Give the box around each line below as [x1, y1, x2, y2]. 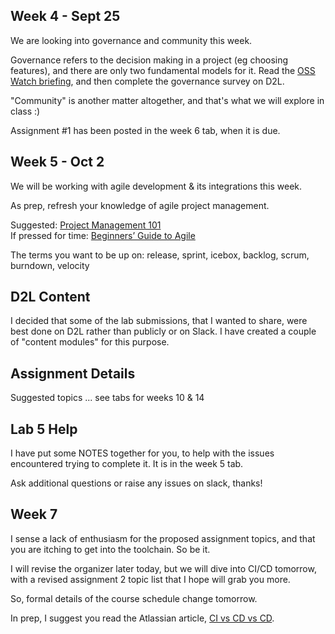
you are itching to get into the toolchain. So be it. [10, 543, 211, 555]
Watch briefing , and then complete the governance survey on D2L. [10, 75, 285, 87]
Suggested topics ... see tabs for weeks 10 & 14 [10, 392, 205, 404]
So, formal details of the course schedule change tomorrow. [10, 592, 258, 604]
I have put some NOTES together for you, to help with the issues [10, 447, 275, 459]
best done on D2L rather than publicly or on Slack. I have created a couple [10, 325, 317, 338]
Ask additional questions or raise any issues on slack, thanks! [10, 477, 263, 489]
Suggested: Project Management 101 [10, 219, 162, 231]
